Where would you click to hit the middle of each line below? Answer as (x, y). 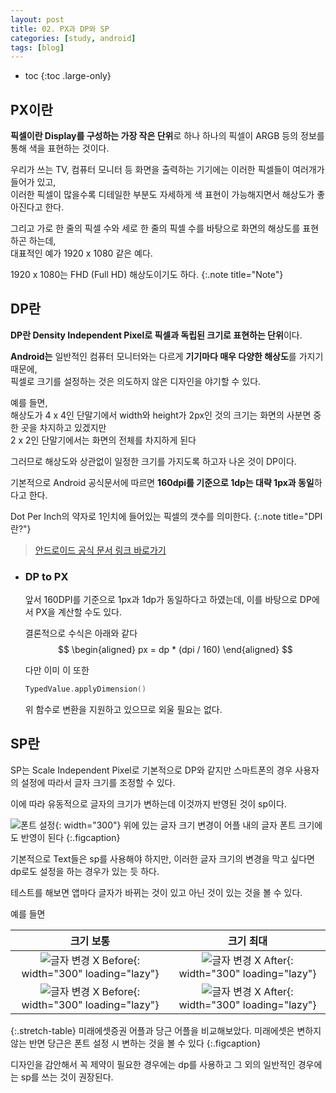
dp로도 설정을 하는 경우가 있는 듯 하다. (85, 871)
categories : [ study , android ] (73, 38)
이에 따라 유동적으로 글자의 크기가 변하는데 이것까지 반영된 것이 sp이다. (148, 803)
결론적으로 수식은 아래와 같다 (81, 633)
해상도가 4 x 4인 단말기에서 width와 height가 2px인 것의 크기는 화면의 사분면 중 (166, 415)
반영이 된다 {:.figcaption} (70, 837)
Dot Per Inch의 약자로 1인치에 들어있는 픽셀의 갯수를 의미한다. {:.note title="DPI (166, 516)
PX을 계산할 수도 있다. (78, 612)
